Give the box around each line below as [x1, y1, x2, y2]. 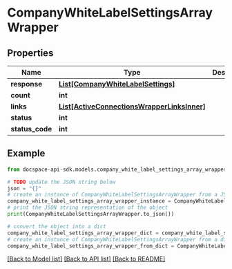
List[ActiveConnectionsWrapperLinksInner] [58, 102, 206, 111]
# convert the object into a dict [7, 223, 107, 230]
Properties [7, 47, 54, 59]
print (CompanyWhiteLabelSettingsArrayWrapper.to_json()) [7, 211, 175, 218]
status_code [10, 124, 52, 133]
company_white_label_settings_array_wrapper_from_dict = [7, 242, 175, 250]
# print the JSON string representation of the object [7, 204, 168, 212]
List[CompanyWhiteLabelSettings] [58, 80, 175, 89]
